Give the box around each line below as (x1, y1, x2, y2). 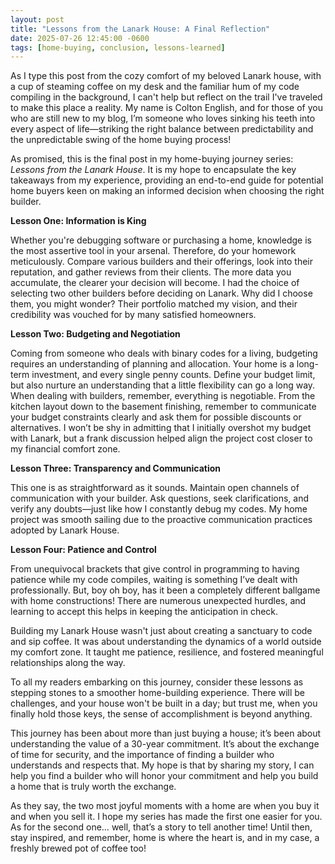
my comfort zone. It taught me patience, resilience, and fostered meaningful (10, 646, 324, 658)
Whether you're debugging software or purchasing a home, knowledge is (10, 234, 312, 246)
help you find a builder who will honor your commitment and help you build (10, 770, 319, 782)
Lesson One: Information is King (10, 215, 147, 227)
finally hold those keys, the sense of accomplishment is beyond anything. (10, 708, 313, 720)
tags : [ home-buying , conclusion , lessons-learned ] (10, 42, 226, 53)
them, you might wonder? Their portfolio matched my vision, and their (10, 298, 298, 310)
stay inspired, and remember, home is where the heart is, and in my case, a (10, 832, 320, 844)
